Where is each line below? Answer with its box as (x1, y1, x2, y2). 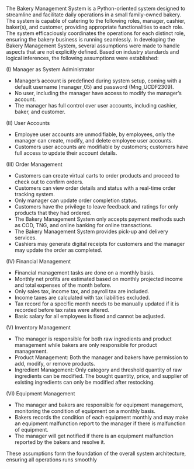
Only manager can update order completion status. (14, 197, 138, 204)
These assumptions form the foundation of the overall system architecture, (6, 450, 186, 457)
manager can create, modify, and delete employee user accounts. (14, 137, 174, 144)
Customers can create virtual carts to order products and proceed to (14, 172, 180, 179)
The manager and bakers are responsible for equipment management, (14, 401, 184, 408)
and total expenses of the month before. (14, 282, 112, 289)
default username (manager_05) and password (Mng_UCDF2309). (14, 84, 174, 90)
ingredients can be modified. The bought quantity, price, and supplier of (14, 373, 188, 379)
